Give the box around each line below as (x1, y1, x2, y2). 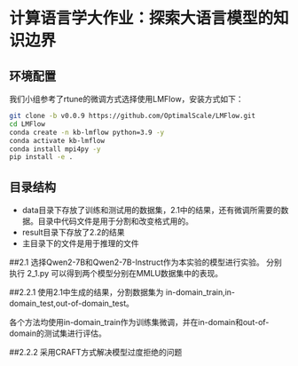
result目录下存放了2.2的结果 (21, 227, 125, 238)
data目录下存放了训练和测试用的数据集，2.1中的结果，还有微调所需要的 (21, 205, 281, 216)
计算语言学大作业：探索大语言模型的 (9, 8, 274, 28)
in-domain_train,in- (165, 287, 236, 298)
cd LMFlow (9, 119, 46, 129)
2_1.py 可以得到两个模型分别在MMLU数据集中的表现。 (26, 268, 223, 279)
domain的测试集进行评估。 (9, 328, 106, 338)
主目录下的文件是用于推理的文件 (21, 238, 139, 249)
